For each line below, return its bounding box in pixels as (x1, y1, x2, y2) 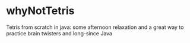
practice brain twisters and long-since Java (6, 29, 113, 37)
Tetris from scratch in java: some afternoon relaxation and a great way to (6, 24, 184, 31)
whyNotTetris (6, 4, 75, 18)
